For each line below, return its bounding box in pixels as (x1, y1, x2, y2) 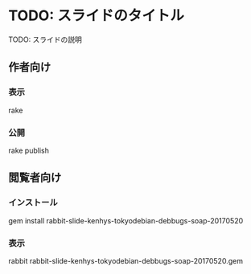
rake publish (8, 145, 50, 155)
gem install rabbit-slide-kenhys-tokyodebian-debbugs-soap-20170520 (8, 215, 244, 225)
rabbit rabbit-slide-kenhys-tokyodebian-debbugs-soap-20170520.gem (8, 256, 244, 265)
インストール (8, 197, 58, 208)
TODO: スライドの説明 (8, 35, 83, 44)
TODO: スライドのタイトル (8, 6, 185, 25)
